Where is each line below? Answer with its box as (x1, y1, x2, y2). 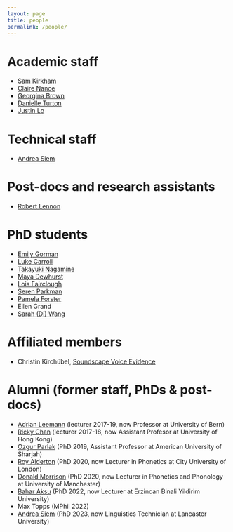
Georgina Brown (17, 92, 65, 100)
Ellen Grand (17, 302, 51, 311)
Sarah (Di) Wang (17, 310, 65, 318)
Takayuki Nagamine (17, 265, 75, 274)
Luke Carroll (17, 258, 53, 266)
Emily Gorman (17, 250, 58, 258)
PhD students (7, 227, 88, 243)
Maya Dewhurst (17, 272, 63, 281)
